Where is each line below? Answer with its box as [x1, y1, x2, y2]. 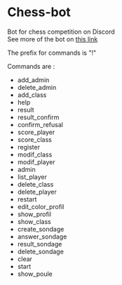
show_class [17, 217, 51, 225]
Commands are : [7, 62, 55, 70]
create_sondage [17, 225, 65, 233]
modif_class [17, 150, 53, 159]
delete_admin [17, 83, 57, 91]
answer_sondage [17, 232, 67, 241]
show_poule [17, 270, 53, 278]
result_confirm [17, 113, 60, 121]
